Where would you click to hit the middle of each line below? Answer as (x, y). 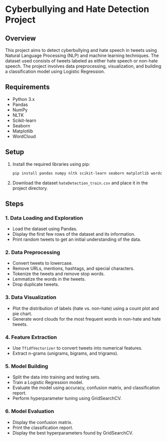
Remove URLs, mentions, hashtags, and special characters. (73, 269)
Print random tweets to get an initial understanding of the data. (77, 239)
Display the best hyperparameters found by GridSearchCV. (73, 433)
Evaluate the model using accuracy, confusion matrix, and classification (86, 388)
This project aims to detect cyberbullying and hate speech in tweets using (81, 50)
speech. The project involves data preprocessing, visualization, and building (83, 66)
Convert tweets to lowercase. (43, 263)
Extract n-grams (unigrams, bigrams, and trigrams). (65, 354)
